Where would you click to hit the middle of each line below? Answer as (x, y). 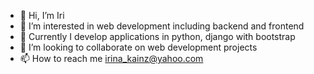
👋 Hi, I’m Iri (42, 15)
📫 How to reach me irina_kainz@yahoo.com (111, 58)
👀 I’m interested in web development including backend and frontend (162, 26)
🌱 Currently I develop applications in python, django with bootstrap (157, 36)
